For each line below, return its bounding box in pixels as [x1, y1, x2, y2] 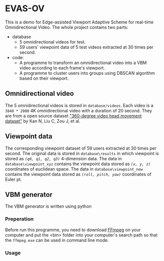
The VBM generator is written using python [5, 203, 92, 209]
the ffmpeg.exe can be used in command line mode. [5, 237, 109, 243]
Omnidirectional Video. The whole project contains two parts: [5, 24, 128, 30]
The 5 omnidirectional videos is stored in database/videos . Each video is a [5, 102, 154, 108]
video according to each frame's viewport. [19, 65, 105, 71]
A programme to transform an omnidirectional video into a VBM [19, 60, 147, 65]
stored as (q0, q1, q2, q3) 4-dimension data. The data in [5, 155, 122, 161]
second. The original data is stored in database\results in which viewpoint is [5, 150, 159, 156]
